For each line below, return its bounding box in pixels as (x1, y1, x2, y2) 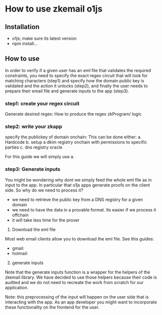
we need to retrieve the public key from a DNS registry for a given (12, 196, 144, 202)
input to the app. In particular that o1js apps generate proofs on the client (5, 182, 150, 188)
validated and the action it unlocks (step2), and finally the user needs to (5, 83, 148, 89)
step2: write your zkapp (5, 123, 62, 130)
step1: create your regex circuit (5, 100, 80, 107)
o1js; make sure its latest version (12, 35, 77, 41)
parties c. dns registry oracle (5, 144, 63, 150)
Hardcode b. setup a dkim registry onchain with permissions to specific (5, 139, 147, 145)
